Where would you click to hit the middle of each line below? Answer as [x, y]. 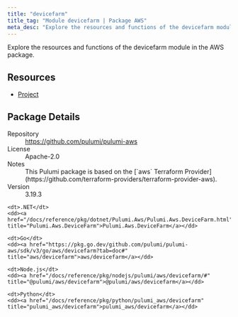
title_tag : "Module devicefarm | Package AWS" [77, 21]
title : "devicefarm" [38, 14]
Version [18, 187]
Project [28, 95]
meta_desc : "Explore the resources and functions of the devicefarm [110, 27]
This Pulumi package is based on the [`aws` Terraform [104, 172]
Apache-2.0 [42, 156]
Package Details [44, 117]
